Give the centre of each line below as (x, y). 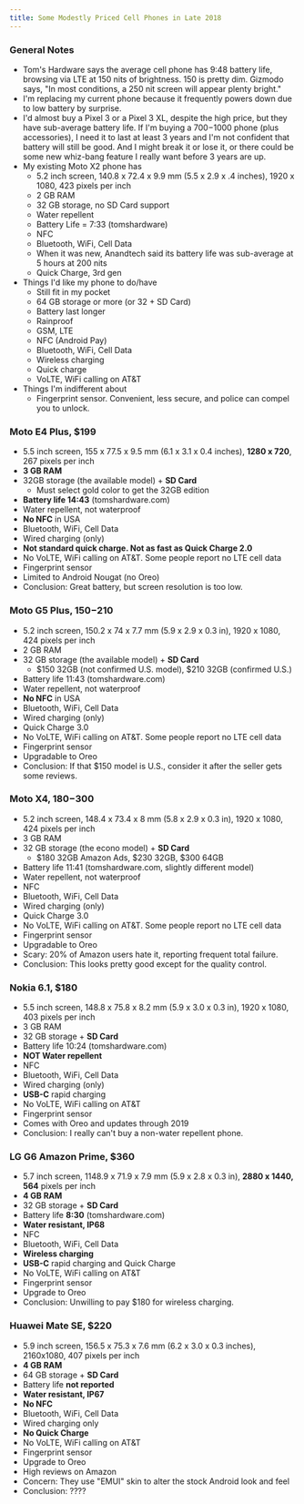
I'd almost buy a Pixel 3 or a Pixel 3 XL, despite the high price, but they (155, 117)
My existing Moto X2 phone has (82, 166)
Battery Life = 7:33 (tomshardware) (102, 224)
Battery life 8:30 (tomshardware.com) (94, 1215)
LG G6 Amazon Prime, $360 (72, 1157)
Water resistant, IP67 (63, 1394)
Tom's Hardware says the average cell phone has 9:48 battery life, (147, 69)
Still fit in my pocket (73, 291)
